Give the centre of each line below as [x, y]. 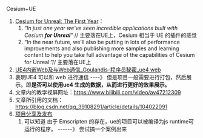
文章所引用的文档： [39, 100]
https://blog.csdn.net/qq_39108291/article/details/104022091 [91, 107]
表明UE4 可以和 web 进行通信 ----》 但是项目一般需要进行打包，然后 [101, 77]
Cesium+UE [21, 9]
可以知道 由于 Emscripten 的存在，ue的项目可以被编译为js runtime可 [109, 121]
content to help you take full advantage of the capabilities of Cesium [109, 55]
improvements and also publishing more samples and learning [101, 48]
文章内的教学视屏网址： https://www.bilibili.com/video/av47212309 [98, 92]
